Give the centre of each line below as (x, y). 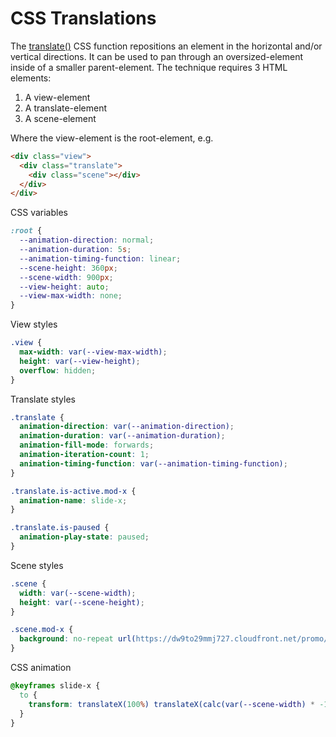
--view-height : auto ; (64, 287)
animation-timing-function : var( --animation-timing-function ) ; (153, 463)
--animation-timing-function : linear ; (100, 258)
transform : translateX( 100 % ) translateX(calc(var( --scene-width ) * (171, 704)
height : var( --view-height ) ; (80, 361)
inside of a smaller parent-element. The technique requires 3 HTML (149, 67)
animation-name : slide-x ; (73, 500)
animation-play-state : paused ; (84, 537)
